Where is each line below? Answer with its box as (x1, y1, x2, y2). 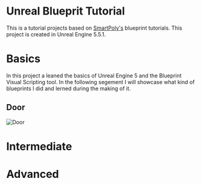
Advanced (6, 168, 59, 181)
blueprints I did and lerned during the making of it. (6, 85, 131, 92)
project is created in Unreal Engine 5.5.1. (6, 30, 106, 38)
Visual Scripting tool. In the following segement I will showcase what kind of (6, 78, 195, 85)
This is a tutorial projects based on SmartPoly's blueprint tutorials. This (6, 24, 182, 31)
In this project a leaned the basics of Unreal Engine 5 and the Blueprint (6, 71, 182, 79)
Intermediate (6, 139, 72, 153)
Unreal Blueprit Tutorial (6, 4, 126, 18)
